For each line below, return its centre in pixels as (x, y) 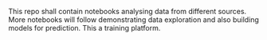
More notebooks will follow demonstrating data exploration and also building (133, 20)
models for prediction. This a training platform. (84, 28)
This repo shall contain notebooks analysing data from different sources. (128, 11)
